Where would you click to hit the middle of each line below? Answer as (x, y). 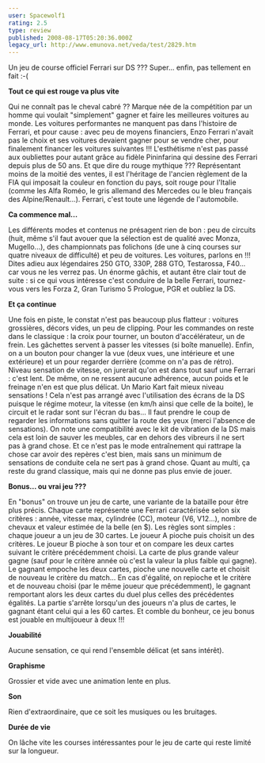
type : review (30, 30)
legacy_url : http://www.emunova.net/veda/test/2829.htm (102, 45)
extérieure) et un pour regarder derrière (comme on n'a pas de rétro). (121, 362)
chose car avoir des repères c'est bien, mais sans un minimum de (115, 454)
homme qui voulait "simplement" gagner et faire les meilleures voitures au (129, 115)
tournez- (232, 280)
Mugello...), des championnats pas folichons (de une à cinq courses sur (125, 247)
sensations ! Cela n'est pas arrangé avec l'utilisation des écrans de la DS (127, 395)
